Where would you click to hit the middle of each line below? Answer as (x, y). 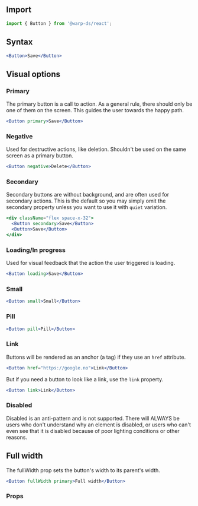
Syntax (20, 42)
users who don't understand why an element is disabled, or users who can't (98, 425)
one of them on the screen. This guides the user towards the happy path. (95, 110)
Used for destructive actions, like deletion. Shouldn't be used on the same (96, 149)
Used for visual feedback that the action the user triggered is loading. (91, 263)
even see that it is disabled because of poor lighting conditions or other (93, 431)
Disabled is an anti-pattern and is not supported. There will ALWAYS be (93, 418)
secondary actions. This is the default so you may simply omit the (86, 201)
